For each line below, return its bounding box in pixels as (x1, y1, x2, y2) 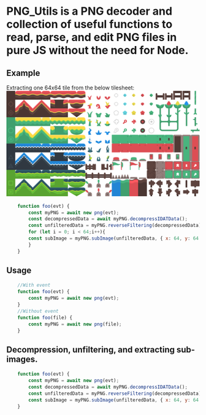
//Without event (17, 308, 59, 314)
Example (6, 67, 40, 78)
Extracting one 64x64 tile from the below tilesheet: (6, 84, 135, 91)
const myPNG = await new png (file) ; (28, 321, 122, 327)
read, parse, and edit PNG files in (6, 31, 177, 44)
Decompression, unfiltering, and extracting (6, 345, 175, 355)
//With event (17, 282, 51, 289)
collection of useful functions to (6, 17, 173, 31)
